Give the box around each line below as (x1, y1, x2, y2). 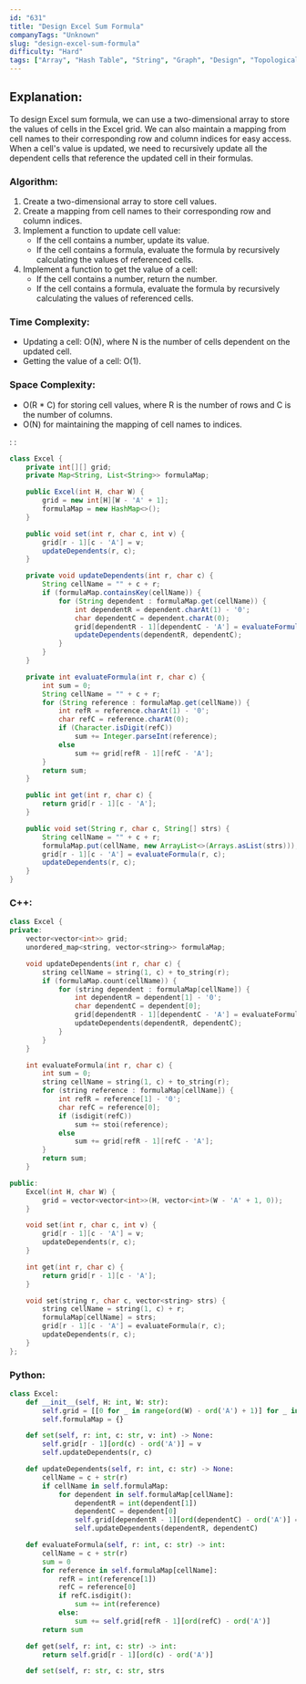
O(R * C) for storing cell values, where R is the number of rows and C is (22, 399, 291, 411)
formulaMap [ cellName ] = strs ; (42, 1313, 157, 1323)
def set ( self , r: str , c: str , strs (25, 1667, 166, 1676)
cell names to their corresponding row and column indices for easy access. (9, 133, 292, 144)
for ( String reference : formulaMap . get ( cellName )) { (42, 698, 250, 707)
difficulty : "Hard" (9, 47, 84, 57)
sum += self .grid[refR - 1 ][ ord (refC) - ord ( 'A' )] (74, 1616, 271, 1626)
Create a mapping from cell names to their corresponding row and (22, 206, 271, 217)
